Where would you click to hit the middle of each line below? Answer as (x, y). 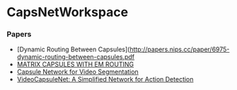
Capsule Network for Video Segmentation (77, 72)
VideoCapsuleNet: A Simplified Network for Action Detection (105, 79)
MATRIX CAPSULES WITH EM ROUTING (75, 65)
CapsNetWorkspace (68, 12)
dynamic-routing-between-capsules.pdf (76, 57)
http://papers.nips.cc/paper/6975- (180, 49)
